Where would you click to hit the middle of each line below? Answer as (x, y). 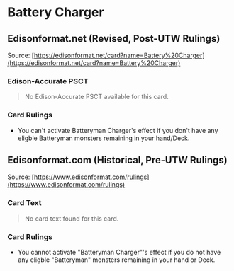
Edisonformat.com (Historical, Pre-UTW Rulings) (118, 160)
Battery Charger (56, 12)
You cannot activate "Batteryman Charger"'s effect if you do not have (119, 252)
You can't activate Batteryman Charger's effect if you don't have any (118, 130)
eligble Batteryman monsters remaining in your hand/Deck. (104, 138)
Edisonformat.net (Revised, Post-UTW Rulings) (114, 39)
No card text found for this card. (72, 218)
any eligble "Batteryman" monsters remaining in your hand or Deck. (116, 260)
